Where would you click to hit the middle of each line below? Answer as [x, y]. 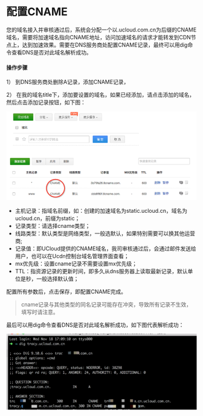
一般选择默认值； [57, 279]
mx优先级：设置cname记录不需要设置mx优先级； [76, 264]
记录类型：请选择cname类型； [53, 226]
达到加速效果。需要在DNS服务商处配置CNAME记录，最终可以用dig [105, 45]
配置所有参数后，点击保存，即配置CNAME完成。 [66, 291]
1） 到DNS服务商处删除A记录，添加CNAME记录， [68, 82]
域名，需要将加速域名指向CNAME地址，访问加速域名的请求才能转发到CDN [99, 37]
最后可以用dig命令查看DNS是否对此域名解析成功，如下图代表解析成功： [95, 325]
